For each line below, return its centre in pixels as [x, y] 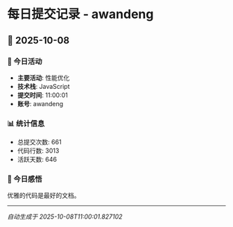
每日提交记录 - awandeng [80, 14]
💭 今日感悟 [25, 179]
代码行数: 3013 [38, 151]
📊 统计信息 [26, 124]
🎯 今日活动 [25, 61]
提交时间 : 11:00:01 [42, 95]
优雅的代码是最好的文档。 [44, 196]
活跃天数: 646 [37, 160]
